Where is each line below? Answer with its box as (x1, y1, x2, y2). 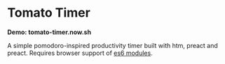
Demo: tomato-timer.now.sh (7, 28, 92, 36)
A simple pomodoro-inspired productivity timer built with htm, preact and (7, 41, 219, 49)
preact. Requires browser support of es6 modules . (7, 49, 153, 57)
